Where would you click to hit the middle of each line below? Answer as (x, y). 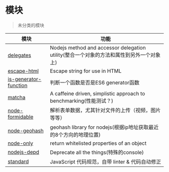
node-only (21, 143)
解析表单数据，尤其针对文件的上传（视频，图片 (105, 110)
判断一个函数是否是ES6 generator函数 (95, 82)
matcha (17, 97)
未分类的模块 (31, 25)
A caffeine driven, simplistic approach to (98, 94)
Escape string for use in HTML (86, 71)
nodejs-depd (23, 152)
